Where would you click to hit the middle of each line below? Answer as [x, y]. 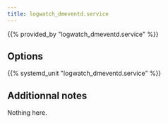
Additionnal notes [47, 95]
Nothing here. [27, 113]
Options [25, 56]
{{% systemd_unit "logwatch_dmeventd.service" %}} [84, 73]
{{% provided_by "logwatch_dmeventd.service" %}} [83, 34]
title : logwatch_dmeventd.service [58, 14]
